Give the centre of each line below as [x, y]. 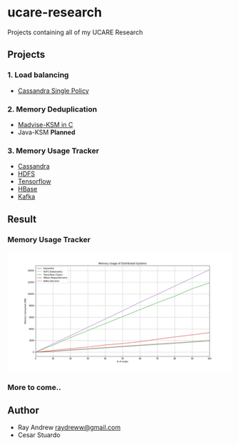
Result [22, 219]
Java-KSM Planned [46, 132]
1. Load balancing [38, 75]
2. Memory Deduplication [52, 109]
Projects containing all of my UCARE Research [75, 32]
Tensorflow [34, 181]
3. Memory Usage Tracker [53, 151]
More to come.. [35, 387]
